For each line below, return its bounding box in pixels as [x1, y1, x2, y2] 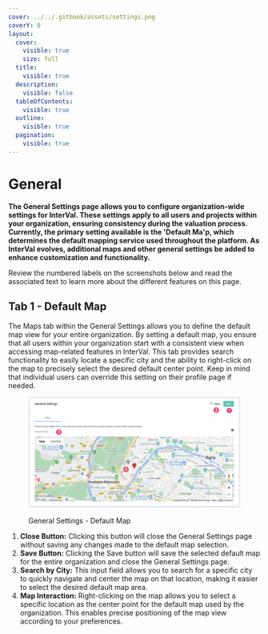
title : [15, 64, 38, 72]
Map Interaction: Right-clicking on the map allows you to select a [19, 591, 236, 600]
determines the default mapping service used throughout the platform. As [8, 235, 260, 245]
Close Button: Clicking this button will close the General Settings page [19, 532, 253, 541]
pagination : [15, 131, 56, 139]
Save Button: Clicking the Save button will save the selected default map [19, 548, 261, 558]
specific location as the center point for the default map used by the [19, 600, 245, 609]
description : [15, 80, 59, 88]
